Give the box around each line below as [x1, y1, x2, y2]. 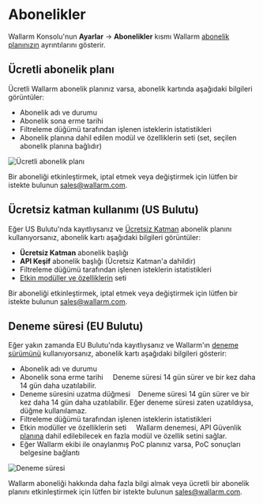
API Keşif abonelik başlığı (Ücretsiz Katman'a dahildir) [19, 256, 196, 265]
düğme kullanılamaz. [19, 406, 88, 416]
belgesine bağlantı [19, 448, 81, 457]
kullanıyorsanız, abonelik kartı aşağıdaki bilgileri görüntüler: [8, 232, 201, 242]
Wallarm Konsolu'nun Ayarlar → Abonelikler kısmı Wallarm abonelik [8, 32, 230, 41]
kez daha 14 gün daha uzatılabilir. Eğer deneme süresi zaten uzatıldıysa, [19, 397, 254, 408]
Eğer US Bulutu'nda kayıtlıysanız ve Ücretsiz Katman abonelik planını [8, 224, 232, 234]
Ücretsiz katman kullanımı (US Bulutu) [8, 203, 199, 216]
